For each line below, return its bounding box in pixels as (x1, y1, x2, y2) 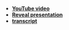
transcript (11, 18, 37, 24)
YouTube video (11, 5, 50, 12)
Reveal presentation (11, 11, 63, 18)
